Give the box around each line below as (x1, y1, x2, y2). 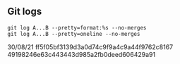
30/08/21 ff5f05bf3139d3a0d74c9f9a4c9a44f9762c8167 (7, 42, 174, 51)
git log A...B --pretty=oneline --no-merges (7, 30, 140, 37)
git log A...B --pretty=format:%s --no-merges (7, 24, 147, 31)
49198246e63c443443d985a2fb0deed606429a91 (7, 50, 156, 58)
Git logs (7, 6, 42, 18)
